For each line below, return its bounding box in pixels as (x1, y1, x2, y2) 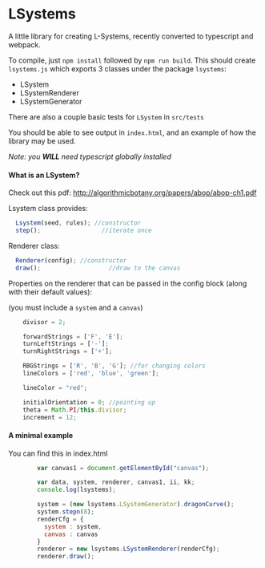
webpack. (8, 39, 42, 49)
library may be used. (8, 136, 76, 145)
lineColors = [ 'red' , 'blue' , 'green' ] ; (22, 370, 159, 378)
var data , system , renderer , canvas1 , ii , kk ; (37, 478, 195, 486)
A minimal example (8, 430, 74, 440)
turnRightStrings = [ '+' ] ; (22, 347, 113, 355)
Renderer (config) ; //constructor (15, 256, 127, 265)
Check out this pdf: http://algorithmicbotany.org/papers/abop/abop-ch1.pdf (8, 188, 257, 197)
